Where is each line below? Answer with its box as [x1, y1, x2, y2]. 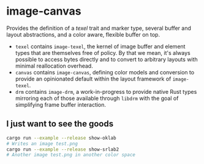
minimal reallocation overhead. [15, 62, 93, 70]
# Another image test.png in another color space [6, 152, 136, 158]
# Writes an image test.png [6, 140, 78, 147]
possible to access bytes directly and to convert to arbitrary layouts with [15, 55, 198, 63]
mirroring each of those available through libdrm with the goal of [15, 94, 179, 102]
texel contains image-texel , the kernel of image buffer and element [15, 43, 186, 50]
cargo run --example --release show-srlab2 [6, 146, 119, 152]
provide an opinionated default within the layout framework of [15, 75, 172, 82]
